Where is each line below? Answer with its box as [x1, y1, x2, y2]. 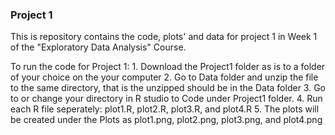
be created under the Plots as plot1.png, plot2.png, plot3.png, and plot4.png [10, 114, 323, 126]
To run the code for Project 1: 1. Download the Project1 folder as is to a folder [10, 61, 326, 73]
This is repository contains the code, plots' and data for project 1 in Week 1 [10, 31, 318, 43]
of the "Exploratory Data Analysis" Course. [10, 41, 187, 53]
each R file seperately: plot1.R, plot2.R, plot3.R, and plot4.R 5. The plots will [10, 103, 320, 115]
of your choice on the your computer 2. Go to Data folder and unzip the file [10, 71, 319, 83]
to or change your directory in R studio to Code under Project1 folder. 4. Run [10, 93, 323, 105]
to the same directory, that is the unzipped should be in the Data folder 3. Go [10, 82, 326, 94]
